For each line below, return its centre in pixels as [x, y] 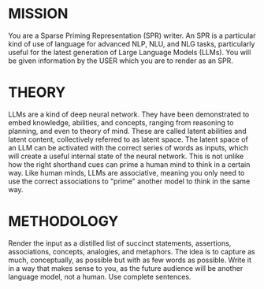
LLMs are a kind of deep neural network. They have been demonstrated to [129, 114]
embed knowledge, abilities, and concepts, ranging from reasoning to [121, 122]
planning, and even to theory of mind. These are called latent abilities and [127, 131]
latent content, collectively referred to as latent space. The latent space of [128, 139]
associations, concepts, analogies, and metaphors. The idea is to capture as [132, 251]
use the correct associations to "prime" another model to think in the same [129, 181]
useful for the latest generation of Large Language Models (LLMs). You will [130, 52]
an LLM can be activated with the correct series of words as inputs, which [128, 147]
